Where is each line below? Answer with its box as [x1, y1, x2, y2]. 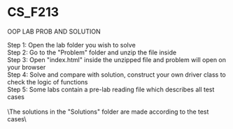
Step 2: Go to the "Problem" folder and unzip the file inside [7, 48, 177, 56]
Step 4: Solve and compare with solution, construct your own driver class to [7, 70, 226, 79]
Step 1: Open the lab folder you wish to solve [7, 40, 136, 49]
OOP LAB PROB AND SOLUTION [7, 27, 101, 36]
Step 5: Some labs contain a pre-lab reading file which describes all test [7, 85, 215, 93]
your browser [7, 63, 46, 71]
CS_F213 [7, 4, 59, 20]
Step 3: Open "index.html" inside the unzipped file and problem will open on [7, 55, 226, 63]
